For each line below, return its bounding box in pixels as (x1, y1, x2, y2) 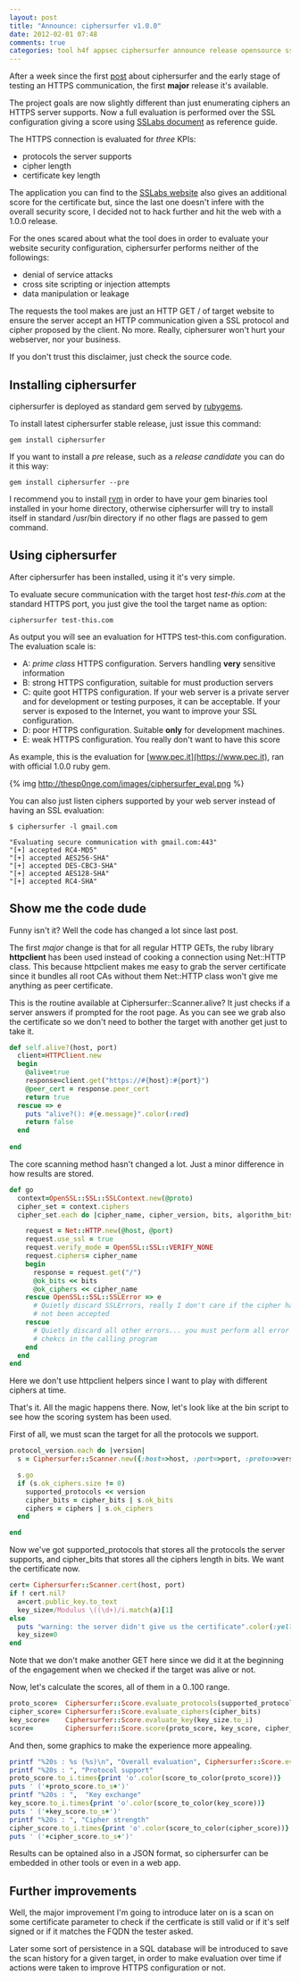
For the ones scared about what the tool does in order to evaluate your (9, 233, 270, 244)
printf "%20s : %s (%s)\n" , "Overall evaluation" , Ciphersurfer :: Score (9, 1757, 281, 1766)
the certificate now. (9, 1563, 80, 1574)
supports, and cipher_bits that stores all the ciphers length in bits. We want (9, 1554, 284, 1565)
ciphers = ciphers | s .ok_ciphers (25, 1503, 154, 1513)
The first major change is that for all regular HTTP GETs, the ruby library (9, 942, 274, 953)
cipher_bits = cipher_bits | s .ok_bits (25, 1495, 174, 1504)
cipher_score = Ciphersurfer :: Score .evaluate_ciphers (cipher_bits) (9, 1707, 262, 1717)
